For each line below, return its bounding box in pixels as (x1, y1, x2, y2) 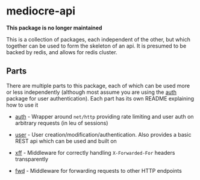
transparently (14, 155, 49, 163)
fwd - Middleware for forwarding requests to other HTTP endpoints (14, 167, 182, 174)
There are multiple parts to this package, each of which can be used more (6, 82, 190, 89)
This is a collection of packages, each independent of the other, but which (6, 36, 191, 43)
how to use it (6, 101, 39, 108)
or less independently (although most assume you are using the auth (6, 88, 177, 96)
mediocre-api (6, 4, 76, 18)
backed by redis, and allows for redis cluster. (6, 48, 117, 55)
